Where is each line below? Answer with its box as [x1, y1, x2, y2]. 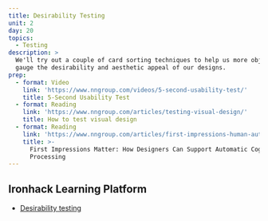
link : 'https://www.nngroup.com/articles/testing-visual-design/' [22, 109, 248, 116]
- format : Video [15, 78, 69, 86]
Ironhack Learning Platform [8, 182, 148, 195]
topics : [8, 34, 34, 42]
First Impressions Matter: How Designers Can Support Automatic [29, 145, 248, 153]
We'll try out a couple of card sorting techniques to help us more [15, 57, 248, 65]
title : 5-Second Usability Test [22, 93, 130, 101]
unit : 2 [8, 19, 34, 27]
